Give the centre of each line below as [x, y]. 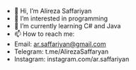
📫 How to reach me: [44, 34]
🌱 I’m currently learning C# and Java [67, 26]
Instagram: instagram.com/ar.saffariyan [72, 59]
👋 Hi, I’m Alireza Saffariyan [53, 11]
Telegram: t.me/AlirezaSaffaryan [61, 52]
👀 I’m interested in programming [61, 18]
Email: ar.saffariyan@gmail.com [60, 44]
